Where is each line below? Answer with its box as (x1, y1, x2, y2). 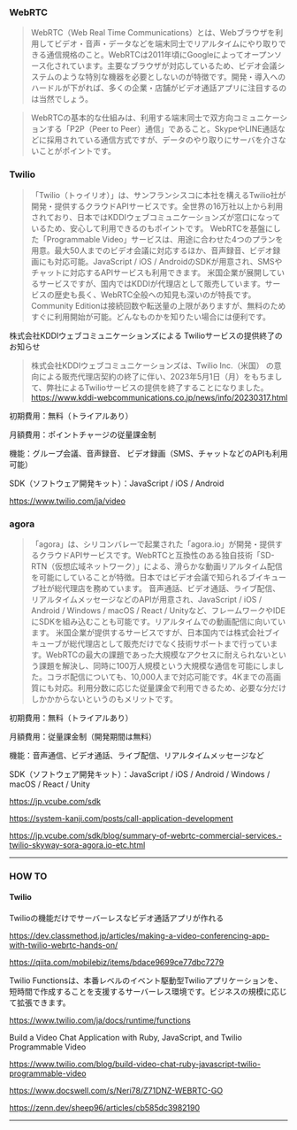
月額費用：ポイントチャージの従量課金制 (9, 429, 156, 440)
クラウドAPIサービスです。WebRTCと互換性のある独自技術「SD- (38, 550, 275, 560)
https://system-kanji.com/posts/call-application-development (9, 812, 233, 824)
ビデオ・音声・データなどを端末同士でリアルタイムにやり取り (54, 38, 278, 50)
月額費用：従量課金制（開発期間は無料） (9, 731, 156, 742)
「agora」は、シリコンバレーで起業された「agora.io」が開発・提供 (30, 538, 276, 550)
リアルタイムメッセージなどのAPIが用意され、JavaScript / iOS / (30, 594, 263, 604)
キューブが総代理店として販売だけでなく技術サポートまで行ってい (30, 638, 270, 649)
